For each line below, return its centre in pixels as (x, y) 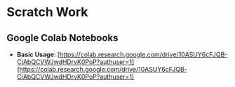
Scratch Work (47, 12)
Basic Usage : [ (38, 54)
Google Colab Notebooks (62, 38)
